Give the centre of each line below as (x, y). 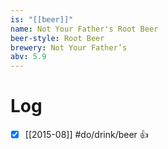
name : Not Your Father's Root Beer (84, 29)
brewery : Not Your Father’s (69, 47)
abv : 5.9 (28, 57)
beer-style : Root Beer (57, 38)
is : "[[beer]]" (42, 19)
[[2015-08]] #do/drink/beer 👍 (86, 135)
